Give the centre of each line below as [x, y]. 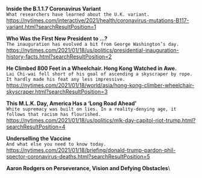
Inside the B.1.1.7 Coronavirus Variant [54, 9]
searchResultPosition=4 [36, 127]
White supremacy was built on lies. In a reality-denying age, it [91, 109]
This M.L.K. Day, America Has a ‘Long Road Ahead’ [71, 103]
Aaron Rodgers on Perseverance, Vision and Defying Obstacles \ [88, 168]
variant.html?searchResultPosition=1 [51, 27]
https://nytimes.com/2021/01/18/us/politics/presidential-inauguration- [93, 50]
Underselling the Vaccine [39, 138]
